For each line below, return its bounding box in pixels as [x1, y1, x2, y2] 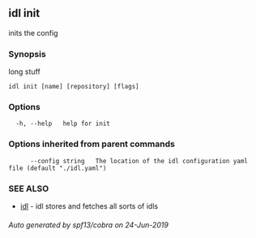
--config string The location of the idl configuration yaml [29, 157, 249, 165]
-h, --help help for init [15, 119, 111, 128]
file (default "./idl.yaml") [8, 164, 107, 172]
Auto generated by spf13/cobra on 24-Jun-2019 [8, 219, 169, 230]
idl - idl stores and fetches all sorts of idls [19, 201, 159, 210]
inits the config [8, 28, 58, 37]
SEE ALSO [8, 183, 49, 194]
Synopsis [8, 48, 46, 59]
